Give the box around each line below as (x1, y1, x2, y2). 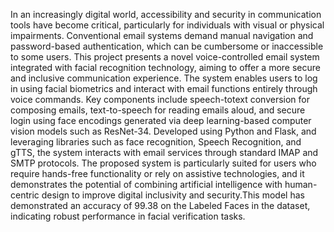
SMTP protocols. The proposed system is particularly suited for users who (10, 157, 317, 169)
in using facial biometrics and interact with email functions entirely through (10, 83, 318, 94)
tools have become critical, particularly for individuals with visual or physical (10, 19, 325, 31)
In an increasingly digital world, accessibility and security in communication (10, 9, 322, 20)
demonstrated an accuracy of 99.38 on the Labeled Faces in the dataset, (10, 200, 311, 211)
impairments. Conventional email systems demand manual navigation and (10, 30, 314, 41)
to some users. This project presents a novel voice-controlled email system (10, 51, 320, 63)
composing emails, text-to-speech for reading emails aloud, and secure (10, 104, 306, 116)
